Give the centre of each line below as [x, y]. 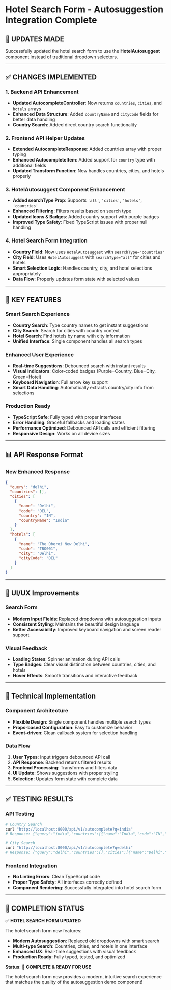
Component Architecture [37, 711]
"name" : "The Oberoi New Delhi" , [54, 544]
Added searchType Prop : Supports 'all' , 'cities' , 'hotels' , [77, 200]
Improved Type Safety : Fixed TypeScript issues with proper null [80, 222]
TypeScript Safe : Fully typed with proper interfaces [67, 417]
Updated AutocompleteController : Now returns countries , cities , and [87, 103]
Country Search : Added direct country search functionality [75, 125]
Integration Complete [51, 20]
